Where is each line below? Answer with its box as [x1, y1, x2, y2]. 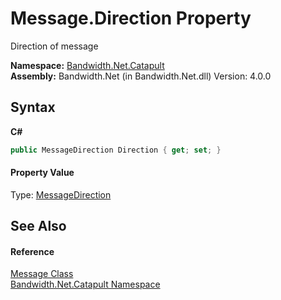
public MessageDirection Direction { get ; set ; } [10, 145, 222, 155]
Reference [10, 245, 55, 257]
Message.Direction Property [10, 7, 252, 30]
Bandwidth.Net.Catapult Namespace [10, 278, 161, 291]
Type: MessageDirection [10, 188, 112, 201]
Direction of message [10, 40, 99, 52]
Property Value [10, 167, 75, 179]
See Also [10, 218, 67, 235]
